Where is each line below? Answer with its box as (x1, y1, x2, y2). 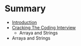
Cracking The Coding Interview (11, 24, 76, 30)
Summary (4, 3, 46, 14)
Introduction (11, 19, 37, 25)
